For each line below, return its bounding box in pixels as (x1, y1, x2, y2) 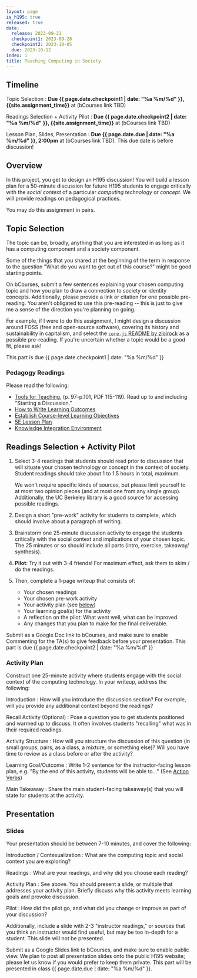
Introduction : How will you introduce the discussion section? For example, (6, 696, 186, 703)
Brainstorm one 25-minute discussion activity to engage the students (14, 529, 183, 537)
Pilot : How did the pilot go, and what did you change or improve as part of (6, 905, 186, 912)
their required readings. (6, 726, 64, 733)
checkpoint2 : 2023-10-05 (11, 42, 72, 48)
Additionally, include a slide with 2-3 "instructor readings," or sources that (6, 923, 185, 930)
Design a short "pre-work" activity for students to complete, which (14, 511, 176, 519)
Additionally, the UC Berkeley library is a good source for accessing (14, 494, 179, 501)
